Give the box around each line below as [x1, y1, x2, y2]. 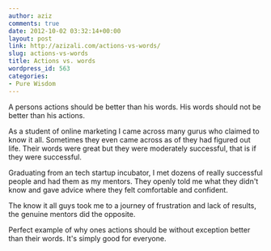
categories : [8, 72, 49, 80]
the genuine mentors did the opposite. [8, 209, 136, 219]
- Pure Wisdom [8, 79, 57, 87]
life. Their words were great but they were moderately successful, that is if [8, 143, 256, 153]
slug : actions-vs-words [8, 49, 89, 57]
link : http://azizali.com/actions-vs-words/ [8, 42, 161, 50]
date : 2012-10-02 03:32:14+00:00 [8, 27, 121, 35]
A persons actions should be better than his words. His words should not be [8, 102, 261, 112]
